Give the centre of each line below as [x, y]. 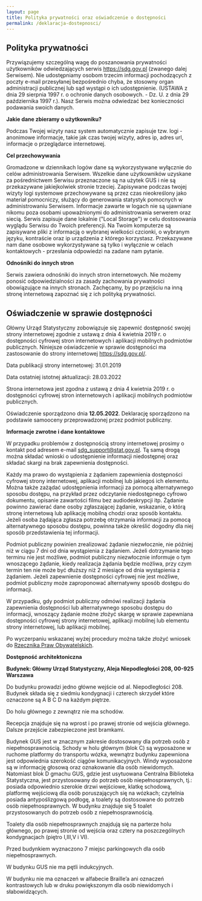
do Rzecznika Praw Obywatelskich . [50, 645]
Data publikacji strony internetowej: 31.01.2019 [64, 365]
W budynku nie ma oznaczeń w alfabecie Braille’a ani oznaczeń [85, 879]
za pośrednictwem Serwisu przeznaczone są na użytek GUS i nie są [91, 180]
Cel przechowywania [33, 156]
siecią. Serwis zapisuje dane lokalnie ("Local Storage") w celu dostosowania [101, 219]
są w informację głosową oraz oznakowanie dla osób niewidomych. [90, 767]
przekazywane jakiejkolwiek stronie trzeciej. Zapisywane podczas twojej [96, 187]
